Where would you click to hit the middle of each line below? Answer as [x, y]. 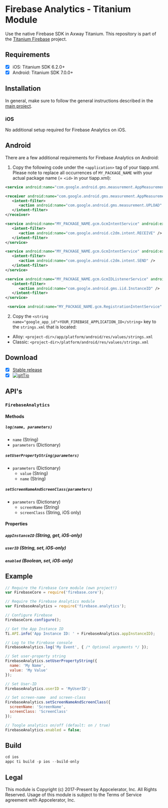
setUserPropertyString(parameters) [42, 456]
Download [21, 358]
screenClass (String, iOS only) [50, 512]
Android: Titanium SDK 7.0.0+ [43, 72]
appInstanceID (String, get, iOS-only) [44, 535]
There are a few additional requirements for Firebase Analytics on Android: [82, 157]
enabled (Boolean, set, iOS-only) [39, 560]
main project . [19, 106]
